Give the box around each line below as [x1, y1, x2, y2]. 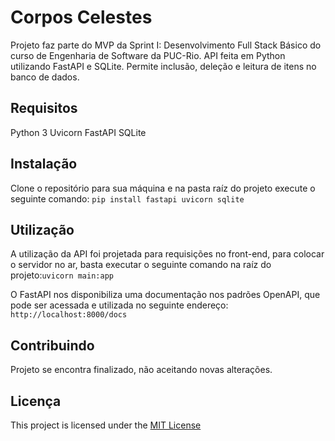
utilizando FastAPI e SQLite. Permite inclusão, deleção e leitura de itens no [10, 60, 317, 72]
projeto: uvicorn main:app [10, 269, 114, 281]
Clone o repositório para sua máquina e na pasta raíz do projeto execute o [10, 182, 316, 194]
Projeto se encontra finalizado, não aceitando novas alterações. [10, 364, 273, 376]
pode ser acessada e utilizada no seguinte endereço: [10, 299, 229, 311]
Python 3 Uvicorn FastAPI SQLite [10, 126, 147, 138]
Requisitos [10, 100, 78, 117]
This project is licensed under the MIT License [10, 419, 202, 431]
